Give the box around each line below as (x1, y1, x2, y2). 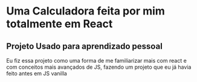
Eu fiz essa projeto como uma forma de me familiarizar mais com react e (6, 57, 187, 64)
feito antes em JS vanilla (6, 70, 68, 77)
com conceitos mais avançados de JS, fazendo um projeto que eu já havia (6, 63, 192, 71)
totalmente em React (6, 17, 113, 31)
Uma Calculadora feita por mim (6, 4, 165, 18)
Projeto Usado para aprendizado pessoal (6, 41, 163, 51)
